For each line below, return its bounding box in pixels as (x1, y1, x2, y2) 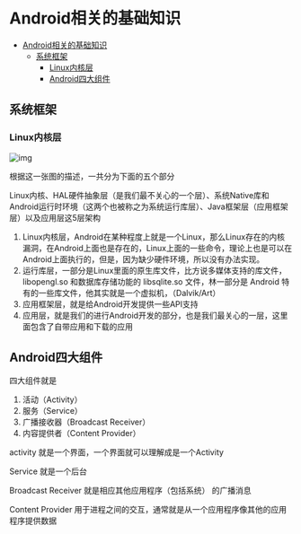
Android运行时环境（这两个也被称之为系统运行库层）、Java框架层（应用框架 (9, 201, 289, 212)
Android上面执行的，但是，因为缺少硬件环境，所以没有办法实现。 (22, 253, 265, 265)
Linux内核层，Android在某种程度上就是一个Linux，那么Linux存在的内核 (22, 231, 286, 242)
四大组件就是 (9, 375, 57, 386)
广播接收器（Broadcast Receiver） (22, 416, 151, 427)
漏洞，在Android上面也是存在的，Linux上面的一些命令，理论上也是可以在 (22, 242, 293, 253)
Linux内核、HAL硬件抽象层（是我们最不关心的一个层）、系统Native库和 (9, 189, 270, 200)
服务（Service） (22, 406, 83, 416)
